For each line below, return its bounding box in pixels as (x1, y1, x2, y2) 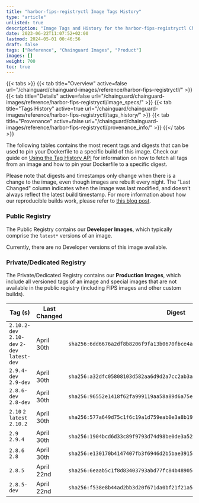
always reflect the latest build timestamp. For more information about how (6, 191, 187, 198)
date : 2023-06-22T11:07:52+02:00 (6, 31, 89, 37)
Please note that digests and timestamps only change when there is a (6, 172, 176, 180)
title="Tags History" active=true (6, 105, 84, 113)
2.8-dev (9, 399, 31, 406)
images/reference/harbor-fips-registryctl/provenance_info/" (6, 124, 153, 131)
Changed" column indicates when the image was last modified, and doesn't (6, 185, 191, 192)
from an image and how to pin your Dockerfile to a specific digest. (6, 161, 168, 168)
